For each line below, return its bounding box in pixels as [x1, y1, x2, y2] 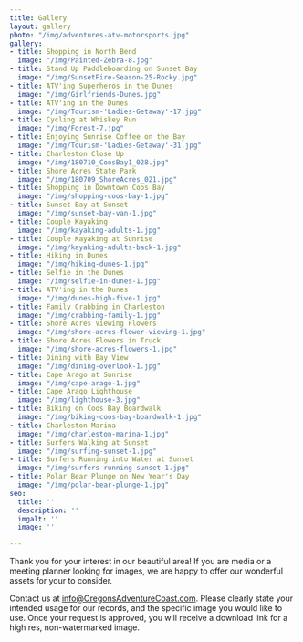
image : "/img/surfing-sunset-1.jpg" [17, 447, 157, 456]
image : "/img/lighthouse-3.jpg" [17, 395, 141, 405]
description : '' [17, 506, 79, 515]
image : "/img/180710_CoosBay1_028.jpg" [17, 157, 170, 167]
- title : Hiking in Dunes [9, 251, 108, 260]
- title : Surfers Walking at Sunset [9, 437, 149, 447]
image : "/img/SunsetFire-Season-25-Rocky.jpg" [17, 73, 198, 82]
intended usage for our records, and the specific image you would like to [9, 603, 283, 614]
